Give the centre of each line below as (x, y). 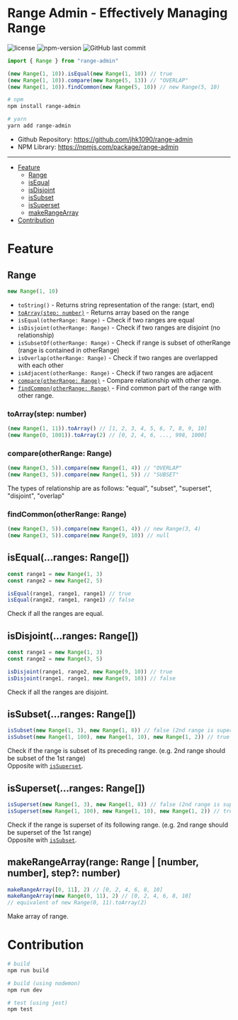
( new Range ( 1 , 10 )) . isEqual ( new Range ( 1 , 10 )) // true (90, 74)
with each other (40, 365)
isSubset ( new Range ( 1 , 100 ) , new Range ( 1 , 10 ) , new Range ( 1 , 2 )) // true (119, 737)
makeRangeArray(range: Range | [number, (103, 862)
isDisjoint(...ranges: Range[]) (73, 636)
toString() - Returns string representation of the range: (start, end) (116, 305)
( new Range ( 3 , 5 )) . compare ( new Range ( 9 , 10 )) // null (89, 536)
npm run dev (25, 990)
